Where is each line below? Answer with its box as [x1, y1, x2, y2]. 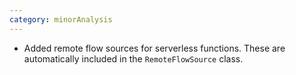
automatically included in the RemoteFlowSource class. [23, 52, 244, 65]
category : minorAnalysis [9, 14, 113, 25]
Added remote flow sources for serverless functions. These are [23, 42, 286, 54]
